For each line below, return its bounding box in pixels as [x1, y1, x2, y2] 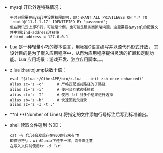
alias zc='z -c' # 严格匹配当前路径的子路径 [9, 82, 106, 87]
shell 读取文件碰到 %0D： [9, 122, 63, 128]
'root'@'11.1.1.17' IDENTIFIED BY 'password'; [9, 19, 108, 24]
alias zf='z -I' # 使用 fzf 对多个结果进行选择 [9, 92, 113, 97]
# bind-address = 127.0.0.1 [9, 34, 68, 39]
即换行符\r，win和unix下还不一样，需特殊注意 [9, 138, 93, 143]
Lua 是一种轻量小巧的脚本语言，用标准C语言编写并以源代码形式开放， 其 [9, 44, 158, 50]
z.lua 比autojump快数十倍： [9, 67, 67, 73]
